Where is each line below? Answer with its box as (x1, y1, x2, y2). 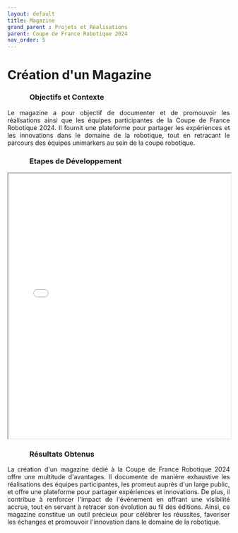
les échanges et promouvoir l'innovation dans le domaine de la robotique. (7, 517, 221, 527)
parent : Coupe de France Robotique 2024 (7, 30, 129, 37)
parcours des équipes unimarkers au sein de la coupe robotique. (7, 139, 196, 147)
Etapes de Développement (29, 156, 122, 166)
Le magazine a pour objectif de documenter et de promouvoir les (7, 108, 230, 117)
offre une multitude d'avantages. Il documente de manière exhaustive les (7, 473, 230, 481)
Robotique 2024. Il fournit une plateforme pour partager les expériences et (7, 123, 230, 131)
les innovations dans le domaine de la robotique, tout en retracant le (7, 131, 230, 139)
